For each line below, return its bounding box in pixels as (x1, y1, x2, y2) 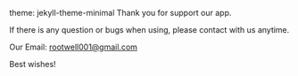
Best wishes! (9, 59, 56, 69)
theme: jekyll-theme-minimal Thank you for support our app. (9, 8, 232, 18)
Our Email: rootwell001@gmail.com (9, 42, 138, 52)
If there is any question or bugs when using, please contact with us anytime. (9, 25, 290, 34)
